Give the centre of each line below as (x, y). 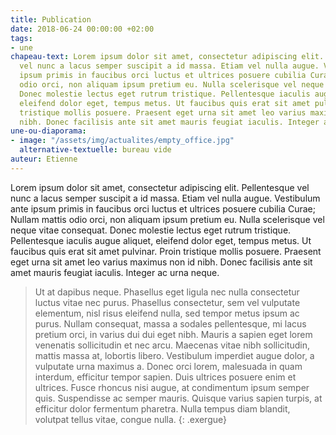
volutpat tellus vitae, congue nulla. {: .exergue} (130, 419)
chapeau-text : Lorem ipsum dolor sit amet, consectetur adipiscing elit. (167, 57)
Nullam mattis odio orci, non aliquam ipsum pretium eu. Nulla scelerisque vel (167, 219)
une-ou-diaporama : (48, 131)
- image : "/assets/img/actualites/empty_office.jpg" (122, 141)
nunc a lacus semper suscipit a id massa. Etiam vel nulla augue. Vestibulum (165, 198)
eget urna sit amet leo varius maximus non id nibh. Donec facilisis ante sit (161, 262)
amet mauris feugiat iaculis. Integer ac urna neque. (115, 272)
